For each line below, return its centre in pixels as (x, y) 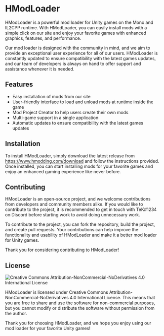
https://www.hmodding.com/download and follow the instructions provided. (82, 161)
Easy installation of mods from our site (51, 96)
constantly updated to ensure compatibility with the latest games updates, (81, 58)
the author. (16, 314)
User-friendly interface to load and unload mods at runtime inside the (83, 102)
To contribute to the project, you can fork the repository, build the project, (80, 224)
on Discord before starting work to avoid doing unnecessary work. (73, 215)
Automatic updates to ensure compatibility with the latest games (78, 123)
